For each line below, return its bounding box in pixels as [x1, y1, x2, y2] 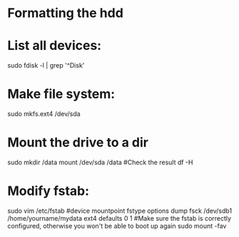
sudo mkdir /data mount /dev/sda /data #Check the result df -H [7, 158, 193, 167]
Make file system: [7, 86, 116, 102]
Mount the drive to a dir [7, 135, 148, 151]
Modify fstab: [7, 183, 90, 199]
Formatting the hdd [7, 5, 123, 21]
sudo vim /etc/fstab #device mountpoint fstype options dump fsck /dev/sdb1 [7, 206, 233, 215]
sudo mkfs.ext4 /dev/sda [7, 110, 81, 118]
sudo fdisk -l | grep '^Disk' [7, 61, 85, 70]
